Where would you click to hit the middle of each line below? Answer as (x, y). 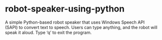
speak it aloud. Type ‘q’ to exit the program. (49, 32)
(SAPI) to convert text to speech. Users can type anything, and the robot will (81, 27)
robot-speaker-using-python (65, 9)
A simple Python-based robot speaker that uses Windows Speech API (75, 22)
